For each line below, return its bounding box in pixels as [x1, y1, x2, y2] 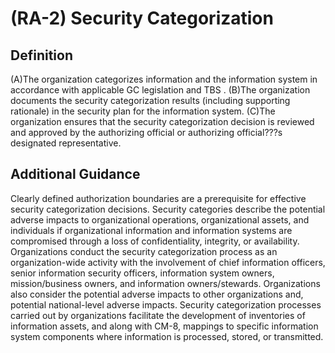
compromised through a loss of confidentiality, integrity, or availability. [10, 235, 300, 247]
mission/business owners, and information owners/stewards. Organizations [10, 277, 321, 289]
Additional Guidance [10, 166, 141, 183]
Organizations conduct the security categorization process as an [10, 245, 278, 257]
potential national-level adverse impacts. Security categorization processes [10, 298, 322, 311]
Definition [10, 47, 73, 64]
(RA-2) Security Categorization [10, 7, 274, 30]
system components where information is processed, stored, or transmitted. [10, 330, 324, 342]
